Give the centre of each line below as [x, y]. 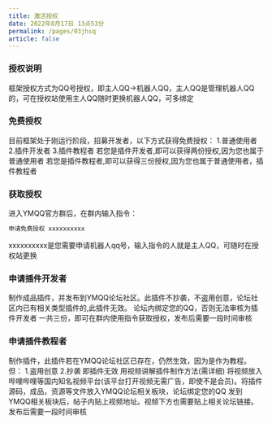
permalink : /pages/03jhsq [52, 31]
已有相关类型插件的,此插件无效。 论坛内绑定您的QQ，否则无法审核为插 [140, 308]
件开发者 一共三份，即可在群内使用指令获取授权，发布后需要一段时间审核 [130, 318]
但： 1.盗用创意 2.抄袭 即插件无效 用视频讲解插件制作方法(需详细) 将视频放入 [136, 370]
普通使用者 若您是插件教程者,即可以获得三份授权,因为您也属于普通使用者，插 [136, 160]
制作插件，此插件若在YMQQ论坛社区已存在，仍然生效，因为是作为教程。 [130, 361]
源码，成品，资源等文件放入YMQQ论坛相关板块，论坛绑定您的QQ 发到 [125, 391]
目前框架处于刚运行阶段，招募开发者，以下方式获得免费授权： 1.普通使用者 [133, 140]
